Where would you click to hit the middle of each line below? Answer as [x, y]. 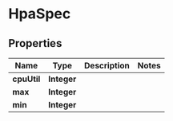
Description [107, 66]
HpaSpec [40, 14]
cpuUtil [26, 79]
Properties [35, 43]
